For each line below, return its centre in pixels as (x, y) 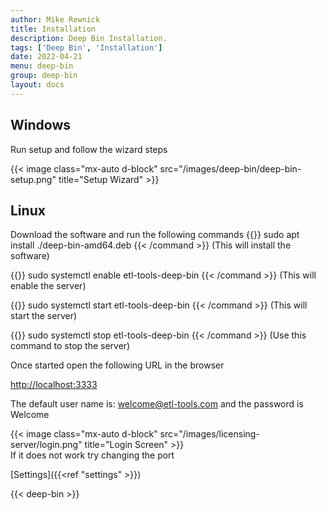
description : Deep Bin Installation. (89, 38)
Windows (40, 125)
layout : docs (37, 85)
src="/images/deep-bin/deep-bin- (230, 168)
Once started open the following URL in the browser (117, 365)
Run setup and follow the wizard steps (89, 149)
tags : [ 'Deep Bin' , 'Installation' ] (86, 47)
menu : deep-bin (42, 66)
